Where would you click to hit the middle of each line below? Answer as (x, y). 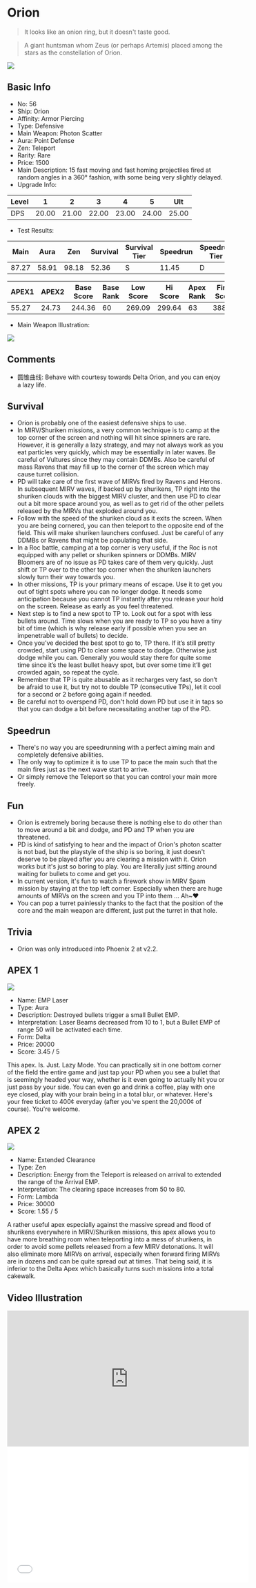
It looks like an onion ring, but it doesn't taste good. (97, 32)
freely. (26, 784)
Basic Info (29, 87)
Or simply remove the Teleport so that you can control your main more (117, 777)
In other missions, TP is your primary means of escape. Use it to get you (120, 584)
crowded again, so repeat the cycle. (68, 672)
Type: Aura (33, 1007)
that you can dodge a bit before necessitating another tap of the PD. (114, 709)
